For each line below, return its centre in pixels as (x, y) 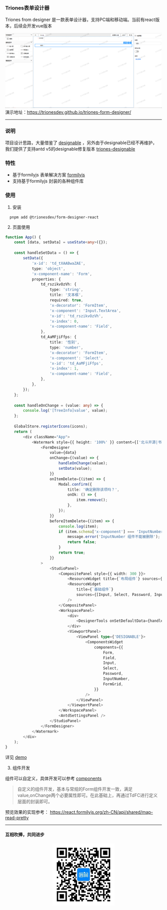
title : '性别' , (64, 343)
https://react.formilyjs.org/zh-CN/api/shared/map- (101, 812)
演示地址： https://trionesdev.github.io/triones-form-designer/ (68, 112)
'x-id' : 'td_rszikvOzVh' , (76, 316)
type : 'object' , (48, 269)
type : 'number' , (66, 348)
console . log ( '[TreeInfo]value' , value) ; (65, 411)
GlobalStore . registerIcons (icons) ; (51, 427)
